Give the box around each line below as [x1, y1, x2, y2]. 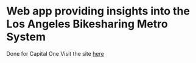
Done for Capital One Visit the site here [6, 50, 105, 57]
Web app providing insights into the [6, 4, 191, 18]
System [6, 30, 46, 44]
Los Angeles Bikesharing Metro [6, 17, 169, 31]
